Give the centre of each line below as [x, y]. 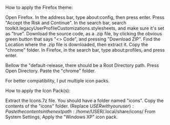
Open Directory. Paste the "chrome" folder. [51, 71]
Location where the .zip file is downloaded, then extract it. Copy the [77, 45]
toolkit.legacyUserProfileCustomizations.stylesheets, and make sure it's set [85, 28]
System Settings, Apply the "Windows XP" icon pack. [61, 117]
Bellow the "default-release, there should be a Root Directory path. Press [82, 65]
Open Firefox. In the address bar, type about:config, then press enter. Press [85, 17]
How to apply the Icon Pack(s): [38, 91]
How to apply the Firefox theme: [39, 7]
